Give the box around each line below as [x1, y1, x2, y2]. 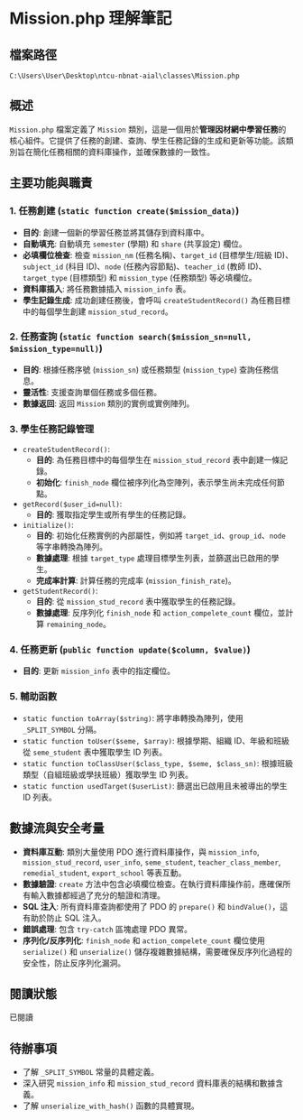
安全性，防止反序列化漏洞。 [22, 958, 126, 968]
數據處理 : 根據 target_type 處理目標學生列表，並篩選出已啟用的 [35, 552, 272, 564]
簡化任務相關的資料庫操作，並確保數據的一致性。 [32, 146, 215, 157]
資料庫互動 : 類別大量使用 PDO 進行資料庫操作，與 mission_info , [22, 846, 260, 857]
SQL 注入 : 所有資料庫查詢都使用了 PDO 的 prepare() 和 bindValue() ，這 [22, 901, 289, 912]
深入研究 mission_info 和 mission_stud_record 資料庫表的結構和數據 [22, 1078, 276, 1088]
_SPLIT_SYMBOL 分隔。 [22, 724, 102, 735]
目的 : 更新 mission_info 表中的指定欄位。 [22, 665, 176, 677]
